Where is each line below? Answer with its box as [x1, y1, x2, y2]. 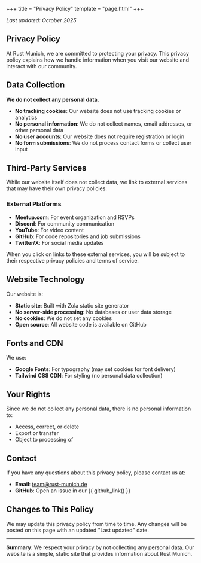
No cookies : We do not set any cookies [14, 314, 112, 322]
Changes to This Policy [6, 504, 94, 515]
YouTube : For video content [14, 226, 84, 233]
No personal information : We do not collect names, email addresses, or [14, 120, 193, 127]
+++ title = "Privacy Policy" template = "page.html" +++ [6, 5, 144, 12]
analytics [14, 114, 38, 121]
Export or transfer [14, 430, 59, 437]
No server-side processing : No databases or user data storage [14, 308, 172, 315]
